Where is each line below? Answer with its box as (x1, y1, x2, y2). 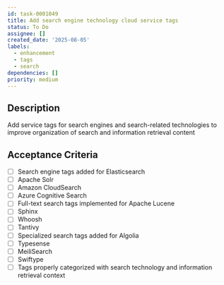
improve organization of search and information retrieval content (7, 128, 196, 137)
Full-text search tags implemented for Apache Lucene (17, 199, 175, 208)
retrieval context (17, 271, 66, 279)
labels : (7, 43, 30, 50)
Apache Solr (17, 176, 54, 184)
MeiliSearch (17, 247, 53, 255)
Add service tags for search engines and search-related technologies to (7, 121, 218, 129)
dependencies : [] (7, 69, 59, 76)
